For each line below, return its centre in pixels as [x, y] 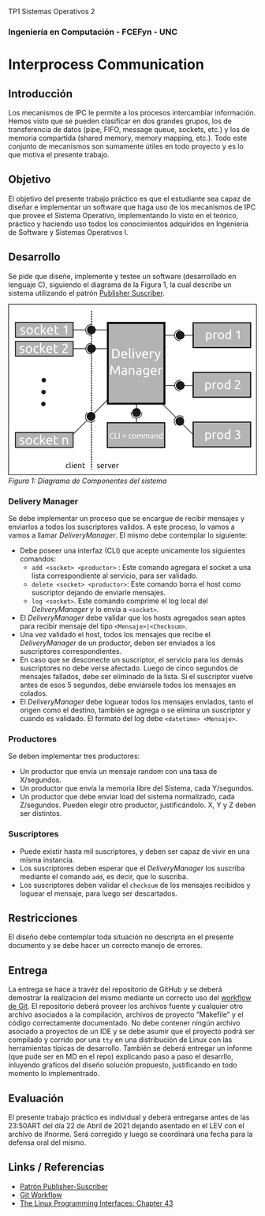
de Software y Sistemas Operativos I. [68, 232]
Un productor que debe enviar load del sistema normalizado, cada [127, 797]
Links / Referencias [56, 1167]
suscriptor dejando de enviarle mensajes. [99, 592]
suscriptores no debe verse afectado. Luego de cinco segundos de [129, 668]
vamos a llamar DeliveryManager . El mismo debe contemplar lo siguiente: [128, 535]
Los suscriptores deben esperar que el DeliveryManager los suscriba [132, 868]
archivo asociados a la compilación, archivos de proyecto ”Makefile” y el [126, 1014]
